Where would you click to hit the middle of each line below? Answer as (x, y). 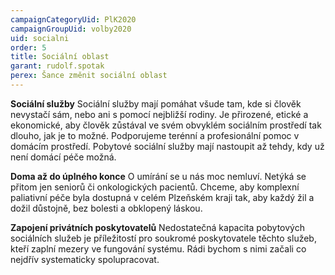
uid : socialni (40, 38)
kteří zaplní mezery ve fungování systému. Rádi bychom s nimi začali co (158, 248)
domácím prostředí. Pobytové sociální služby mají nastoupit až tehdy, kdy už (167, 146)
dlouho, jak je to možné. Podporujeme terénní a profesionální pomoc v (155, 135)
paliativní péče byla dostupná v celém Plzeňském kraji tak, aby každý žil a (162, 197)
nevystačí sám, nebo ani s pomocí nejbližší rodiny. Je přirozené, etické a (159, 114)
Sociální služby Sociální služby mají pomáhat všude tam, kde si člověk (156, 103)
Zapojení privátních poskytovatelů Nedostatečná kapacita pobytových (157, 227)
